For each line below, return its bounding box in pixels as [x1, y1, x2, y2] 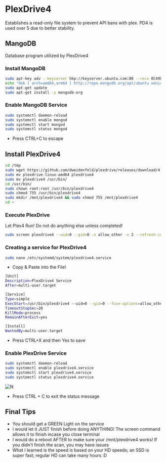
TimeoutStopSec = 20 [5, 306, 43, 311]
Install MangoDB [5, 65, 46, 72]
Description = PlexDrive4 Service [5, 278, 72, 283]
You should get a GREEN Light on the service [12, 420, 104, 426]
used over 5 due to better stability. [5, 25, 75, 31]
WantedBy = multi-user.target [5, 328, 63, 333]
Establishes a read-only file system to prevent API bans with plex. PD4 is [5, 20, 153, 26]
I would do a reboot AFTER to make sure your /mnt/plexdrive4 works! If [12, 436, 157, 442]
